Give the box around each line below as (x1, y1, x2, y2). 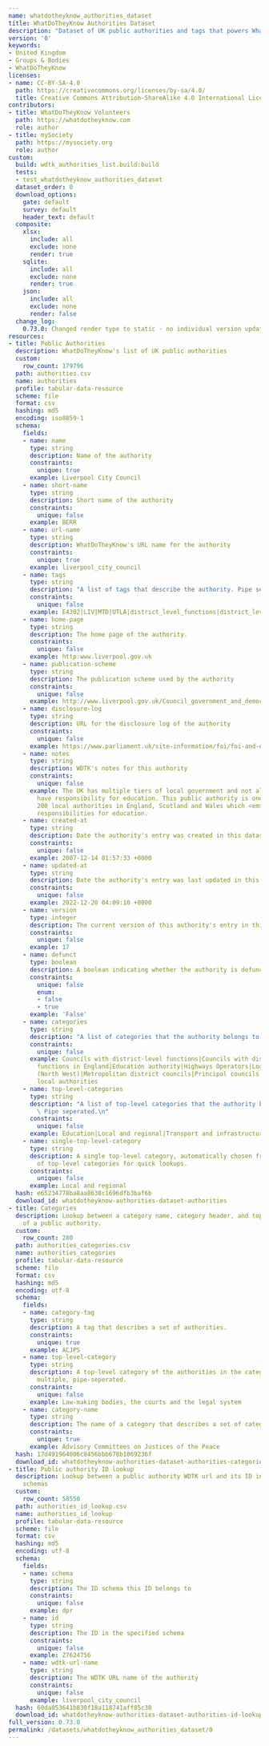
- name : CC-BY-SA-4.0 (8, 79, 81, 87)
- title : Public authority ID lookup (8, 1465, 134, 1473)
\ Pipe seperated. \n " (37, 1107, 110, 1115)
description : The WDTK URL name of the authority (29, 1674, 199, 1682)
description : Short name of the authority (29, 496, 174, 504)
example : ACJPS (29, 1346, 81, 1354)
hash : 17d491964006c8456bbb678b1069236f (15, 1450, 152, 1458)
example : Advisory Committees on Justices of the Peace (29, 1442, 220, 1451)
